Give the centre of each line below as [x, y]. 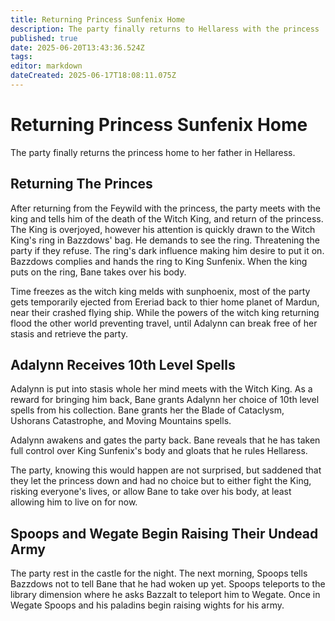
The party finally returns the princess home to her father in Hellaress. [153, 152]
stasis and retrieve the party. [69, 333]
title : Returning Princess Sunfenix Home [98, 19]
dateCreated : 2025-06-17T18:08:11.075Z [93, 76]
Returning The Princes [81, 184]
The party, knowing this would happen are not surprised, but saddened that [166, 470]
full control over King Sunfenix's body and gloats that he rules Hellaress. [159, 451]
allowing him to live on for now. [74, 502]
